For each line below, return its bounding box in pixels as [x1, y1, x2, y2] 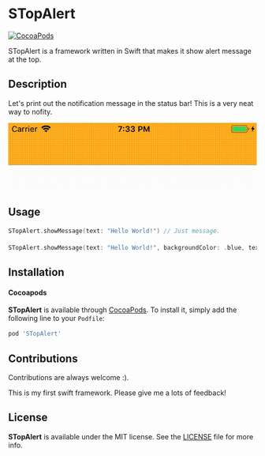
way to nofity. [8, 107, 53, 116]
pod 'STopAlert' [8, 330, 62, 338]
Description [8, 77, 67, 91]
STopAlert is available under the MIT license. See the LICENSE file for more [8, 432, 254, 441]
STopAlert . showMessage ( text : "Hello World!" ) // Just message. [8, 227, 221, 236]
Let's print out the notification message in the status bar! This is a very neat [8, 98, 254, 107]
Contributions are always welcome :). [8, 372, 129, 382]
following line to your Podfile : [8, 314, 105, 323]
